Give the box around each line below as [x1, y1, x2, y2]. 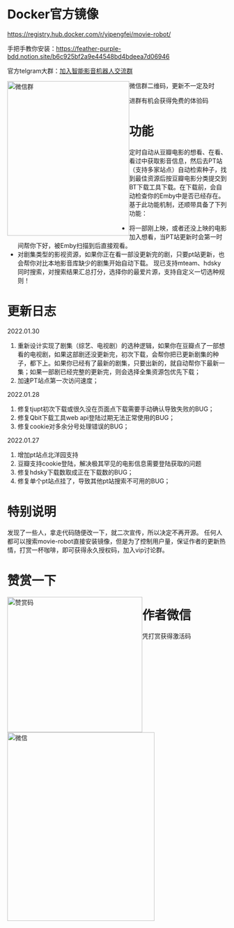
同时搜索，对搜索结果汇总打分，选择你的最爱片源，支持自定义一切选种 [17, 267, 219, 276]
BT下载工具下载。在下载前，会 [129, 182, 217, 191]
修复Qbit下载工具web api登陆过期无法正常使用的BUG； [17, 413, 175, 421]
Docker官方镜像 [7, 6, 99, 22]
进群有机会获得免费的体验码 [129, 96, 209, 105]
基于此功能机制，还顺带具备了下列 [129, 200, 227, 208]
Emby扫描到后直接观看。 [60, 241, 132, 249]
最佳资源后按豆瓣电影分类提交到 [134, 174, 227, 182]
